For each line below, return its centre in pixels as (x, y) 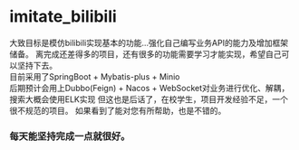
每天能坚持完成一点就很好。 (70, 136)
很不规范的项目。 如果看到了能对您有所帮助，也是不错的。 (118, 110)
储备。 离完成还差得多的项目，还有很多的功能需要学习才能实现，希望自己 (145, 54)
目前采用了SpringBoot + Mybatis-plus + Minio (95, 76)
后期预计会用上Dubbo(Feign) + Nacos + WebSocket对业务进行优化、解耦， (149, 88)
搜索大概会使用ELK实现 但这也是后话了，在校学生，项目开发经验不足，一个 (149, 99)
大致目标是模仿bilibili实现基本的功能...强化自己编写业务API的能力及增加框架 (149, 42)
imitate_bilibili (63, 17)
